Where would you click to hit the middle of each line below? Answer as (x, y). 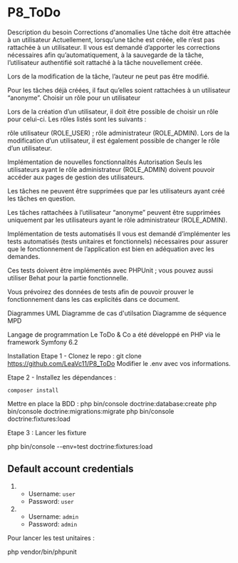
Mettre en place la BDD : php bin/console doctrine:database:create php (112, 403)
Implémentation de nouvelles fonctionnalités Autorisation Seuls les (105, 162)
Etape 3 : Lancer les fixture (47, 432)
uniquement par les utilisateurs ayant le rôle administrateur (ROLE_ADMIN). (118, 220)
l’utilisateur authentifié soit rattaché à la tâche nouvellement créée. (105, 62)
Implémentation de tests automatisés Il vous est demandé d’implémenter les (119, 233)
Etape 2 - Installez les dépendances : (62, 377)
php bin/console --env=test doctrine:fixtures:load (80, 446)
